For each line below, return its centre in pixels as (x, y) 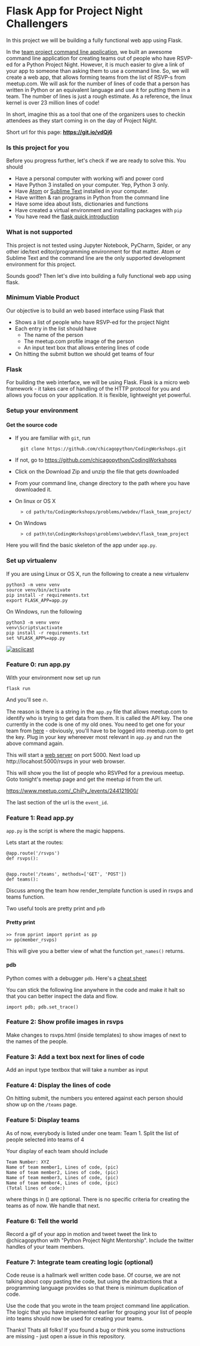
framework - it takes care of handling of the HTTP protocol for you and (93, 389)
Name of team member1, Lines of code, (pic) (62, 1167)
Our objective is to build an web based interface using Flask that (85, 310)
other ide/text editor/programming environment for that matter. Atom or (93, 252)
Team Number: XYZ (28, 1162)
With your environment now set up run (53, 677)
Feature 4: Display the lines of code (59, 1086)
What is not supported (39, 232)
